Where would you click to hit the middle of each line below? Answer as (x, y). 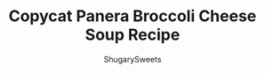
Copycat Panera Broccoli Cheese (132, 16)
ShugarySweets (132, 59)
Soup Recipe (132, 35)
